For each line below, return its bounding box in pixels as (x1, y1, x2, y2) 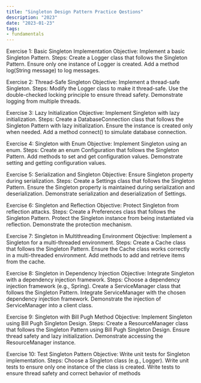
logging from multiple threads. (6, 97, 81, 105)
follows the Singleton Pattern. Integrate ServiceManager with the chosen (6, 289, 186, 296)
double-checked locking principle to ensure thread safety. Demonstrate (6, 91, 183, 99)
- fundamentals (6, 31, 44, 37)
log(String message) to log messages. (6, 67, 100, 74)
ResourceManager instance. (6, 339, 76, 346)
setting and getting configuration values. (6, 159, 107, 167)
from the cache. (6, 258, 46, 265)
